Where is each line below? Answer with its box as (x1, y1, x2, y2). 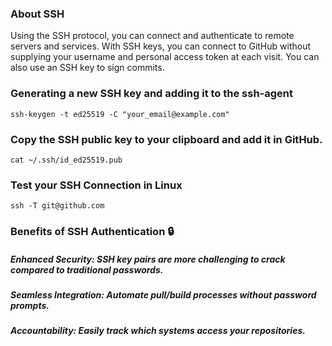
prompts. (10, 300, 50, 312)
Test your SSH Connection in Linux (10, 178, 183, 192)
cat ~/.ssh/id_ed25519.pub (10, 155, 123, 165)
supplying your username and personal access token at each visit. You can (10, 51, 320, 63)
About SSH (10, 7, 65, 21)
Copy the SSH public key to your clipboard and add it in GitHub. (10, 132, 323, 146)
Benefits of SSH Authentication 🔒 (10, 225, 175, 239)
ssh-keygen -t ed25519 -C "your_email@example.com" (10, 109, 230, 119)
